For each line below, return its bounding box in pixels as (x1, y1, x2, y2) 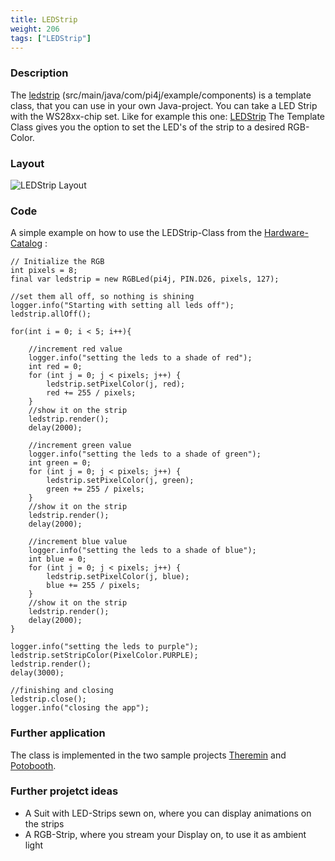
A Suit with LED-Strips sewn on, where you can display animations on (24, 807, 312, 819)
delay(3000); (10, 668, 65, 678)
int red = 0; (28, 362, 83, 372)
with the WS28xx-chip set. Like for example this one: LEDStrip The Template (10, 110, 326, 122)
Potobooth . (10, 759, 57, 771)
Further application (10, 726, 106, 740)
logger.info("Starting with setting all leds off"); (10, 301, 235, 311)
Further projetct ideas (10, 784, 119, 798)
